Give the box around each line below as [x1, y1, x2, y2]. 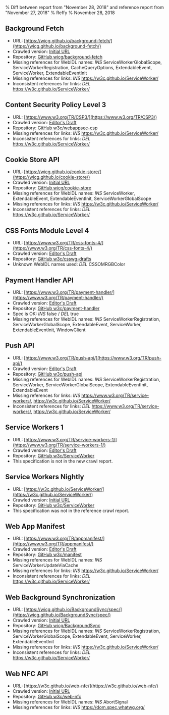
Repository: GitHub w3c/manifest [12, 551, 82, 557]
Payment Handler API [5, 276, 74, 284]
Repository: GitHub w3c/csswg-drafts [12, 256, 92, 262]
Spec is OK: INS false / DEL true [12, 311, 79, 317]
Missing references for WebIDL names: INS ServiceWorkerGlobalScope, [12, 59, 162, 65]
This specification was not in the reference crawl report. [12, 507, 130, 514]
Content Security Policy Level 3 [5, 100, 106, 109]
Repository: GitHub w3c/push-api [12, 371, 83, 377]
